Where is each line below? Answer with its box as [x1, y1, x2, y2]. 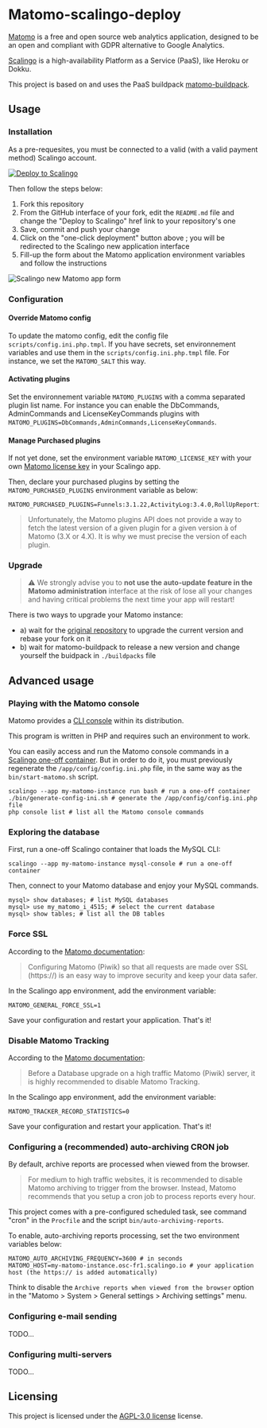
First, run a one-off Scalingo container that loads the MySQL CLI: [8, 845, 221, 854]
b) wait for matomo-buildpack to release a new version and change [19, 642, 240, 652]
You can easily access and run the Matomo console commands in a [8, 747, 229, 757]
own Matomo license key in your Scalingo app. [8, 462, 161, 471]
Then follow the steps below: [8, 184, 103, 193]
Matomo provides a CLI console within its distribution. [8, 716, 184, 726]
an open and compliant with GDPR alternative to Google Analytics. [8, 40, 225, 49]
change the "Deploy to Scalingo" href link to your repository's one [19, 216, 236, 226]
